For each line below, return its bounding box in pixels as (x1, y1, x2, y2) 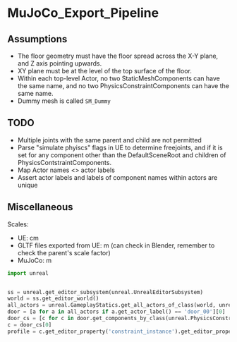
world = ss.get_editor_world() (7, 295, 99, 303)
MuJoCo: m (17, 256, 51, 264)
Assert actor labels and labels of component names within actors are (17, 173, 218, 181)
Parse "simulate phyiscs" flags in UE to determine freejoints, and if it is (17, 143, 224, 152)
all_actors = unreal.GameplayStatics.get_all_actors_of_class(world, (7, 302, 217, 309)
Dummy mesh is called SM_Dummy (17, 97, 111, 105)
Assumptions (7, 33, 68, 45)
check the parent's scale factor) (17, 248, 111, 257)
